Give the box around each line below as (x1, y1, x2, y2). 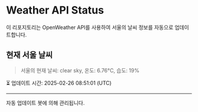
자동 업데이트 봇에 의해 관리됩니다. (6, 99, 85, 106)
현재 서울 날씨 (6, 50, 53, 60)
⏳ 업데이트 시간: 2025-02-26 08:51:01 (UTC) (6, 79, 112, 86)
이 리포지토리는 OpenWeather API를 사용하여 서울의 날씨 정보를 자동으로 (6, 24, 174, 31)
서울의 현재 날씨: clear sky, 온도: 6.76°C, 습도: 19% (20, 67, 140, 74)
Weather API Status (6, 4, 104, 17)
